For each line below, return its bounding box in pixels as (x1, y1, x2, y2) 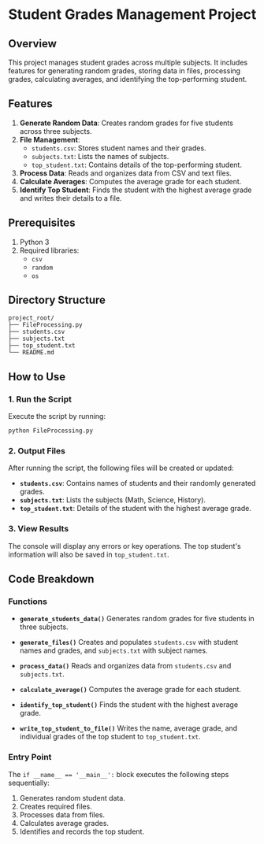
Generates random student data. (19, 793, 126, 802)
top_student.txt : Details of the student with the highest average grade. (19, 504, 252, 513)
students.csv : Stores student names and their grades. (31, 143, 206, 153)
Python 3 (19, 237, 50, 246)
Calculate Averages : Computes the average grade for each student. (19, 176, 242, 186)
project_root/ (8, 314, 55, 322)
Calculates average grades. (19, 818, 109, 827)
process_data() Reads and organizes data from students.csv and (19, 661, 232, 671)
